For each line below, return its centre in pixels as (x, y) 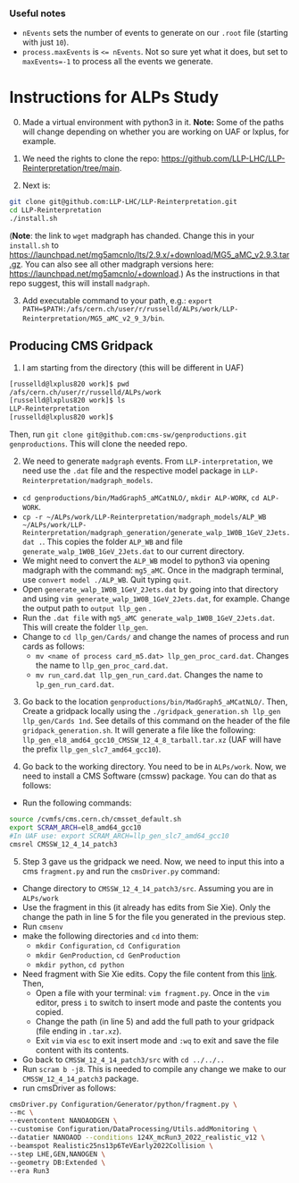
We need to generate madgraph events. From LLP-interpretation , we (148, 461)
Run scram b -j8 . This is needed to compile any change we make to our (154, 1068)
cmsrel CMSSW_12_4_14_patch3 (63, 844)
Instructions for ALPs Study (114, 98)
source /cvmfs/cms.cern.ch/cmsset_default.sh (95, 820)
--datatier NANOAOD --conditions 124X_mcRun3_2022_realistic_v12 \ (137, 1138)
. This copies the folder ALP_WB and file (112, 542)
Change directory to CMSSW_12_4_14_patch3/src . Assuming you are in (148, 888)
